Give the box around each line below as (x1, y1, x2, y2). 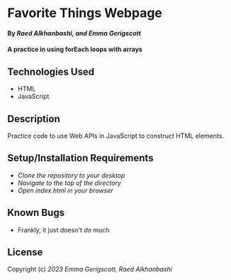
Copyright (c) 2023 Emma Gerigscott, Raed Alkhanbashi (7, 265, 172, 274)
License (7, 247, 43, 259)
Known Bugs (7, 207, 65, 219)
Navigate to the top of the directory (17, 178, 122, 187)
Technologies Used (7, 65, 94, 77)
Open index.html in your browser (17, 186, 113, 195)
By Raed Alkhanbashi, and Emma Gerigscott (7, 28, 142, 37)
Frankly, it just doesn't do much (17, 225, 110, 234)
